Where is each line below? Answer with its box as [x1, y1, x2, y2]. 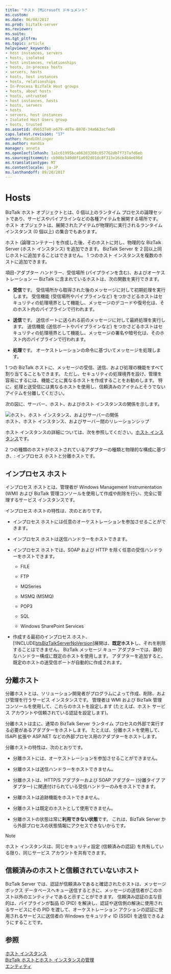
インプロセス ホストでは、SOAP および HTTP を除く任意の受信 [12, 547, 145, 553]
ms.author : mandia [5, 141, 44, 146]
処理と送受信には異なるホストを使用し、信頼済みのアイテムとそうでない [14, 384, 166, 390]
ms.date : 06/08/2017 [5, 17, 50, 22]
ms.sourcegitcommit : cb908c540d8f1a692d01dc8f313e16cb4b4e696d [5, 155, 143, 161]
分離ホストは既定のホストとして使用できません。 [12, 805, 116, 811]
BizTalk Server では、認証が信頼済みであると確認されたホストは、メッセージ [5, 881, 166, 887]
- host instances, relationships [5, 60, 77, 65]
